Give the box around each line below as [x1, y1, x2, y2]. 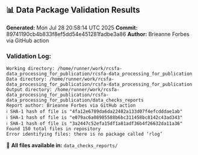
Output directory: [6, 87, 52, 93]
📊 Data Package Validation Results [6, 5, 140, 15]
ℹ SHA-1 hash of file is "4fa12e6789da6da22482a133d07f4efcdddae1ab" [6, 109, 183, 115]
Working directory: [6, 66, 55, 72]
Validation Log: [6, 52, 52, 60]
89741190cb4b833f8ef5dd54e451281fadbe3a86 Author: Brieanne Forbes [6, 30, 190, 37]
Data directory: [6, 76, 47, 83]
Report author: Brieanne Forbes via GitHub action [6, 103, 136, 109]
